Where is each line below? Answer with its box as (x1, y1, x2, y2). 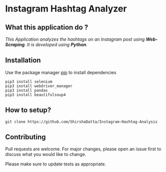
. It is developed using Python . (24, 42, 87, 48)
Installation (5, 56, 41, 65)
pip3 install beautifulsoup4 (5, 92, 66, 97)
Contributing (5, 133, 46, 141)
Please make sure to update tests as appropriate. (5, 161, 106, 167)
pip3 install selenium (5, 79, 52, 84)
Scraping (5, 42, 25, 48)
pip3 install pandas (5, 88, 48, 93)
